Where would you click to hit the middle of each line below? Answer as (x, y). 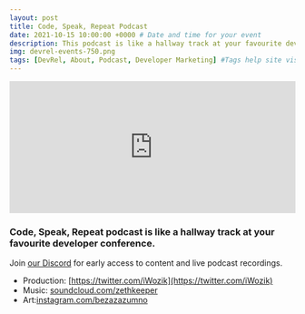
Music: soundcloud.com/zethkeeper (90, 290)
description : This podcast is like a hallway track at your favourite (146, 43)
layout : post (34, 18)
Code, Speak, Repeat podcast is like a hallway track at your (142, 231)
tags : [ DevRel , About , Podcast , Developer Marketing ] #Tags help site (146, 60)
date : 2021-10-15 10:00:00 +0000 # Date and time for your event (135, 35)
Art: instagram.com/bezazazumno (85, 300)
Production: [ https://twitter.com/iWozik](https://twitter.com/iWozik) (148, 281)
